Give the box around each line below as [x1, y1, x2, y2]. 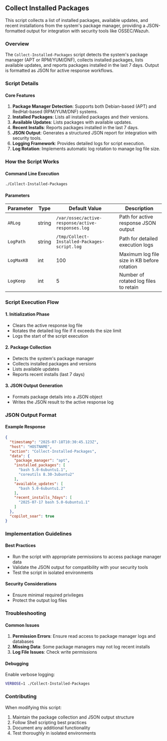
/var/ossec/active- [56, 215, 102, 221]
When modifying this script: [5, 704, 62, 710]
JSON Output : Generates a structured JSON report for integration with [12, 130, 158, 136]
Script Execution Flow [5, 299, 59, 306]
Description [125, 205, 154, 212]
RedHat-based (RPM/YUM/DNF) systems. [12, 109, 98, 115]
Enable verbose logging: [5, 672, 55, 678]
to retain [119, 284, 139, 291]
